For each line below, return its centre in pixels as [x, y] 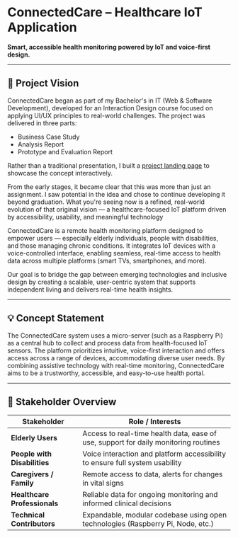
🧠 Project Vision [43, 83]
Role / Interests [155, 422]
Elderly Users [34, 438]
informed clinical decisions [127, 503]
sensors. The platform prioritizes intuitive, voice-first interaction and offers [116, 350]
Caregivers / [33, 474]
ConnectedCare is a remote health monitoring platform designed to [105, 230]
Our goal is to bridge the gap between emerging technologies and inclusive [117, 274]
